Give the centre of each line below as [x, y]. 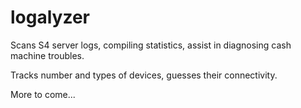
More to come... [43, 94]
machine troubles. [47, 55]
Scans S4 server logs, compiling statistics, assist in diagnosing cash [151, 45]
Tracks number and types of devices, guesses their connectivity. [144, 75]
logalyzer [50, 17]
